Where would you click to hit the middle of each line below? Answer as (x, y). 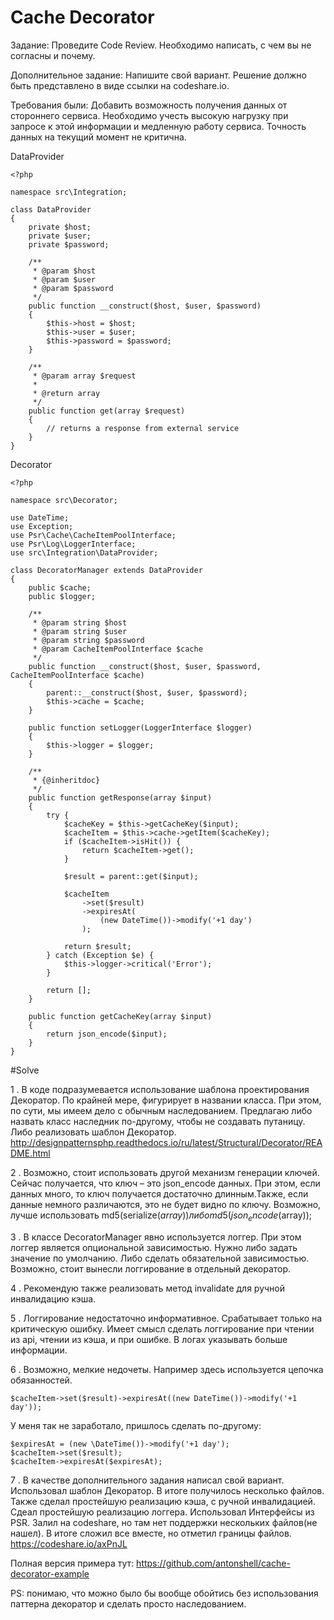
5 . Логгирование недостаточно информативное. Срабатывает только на (166, 1318)
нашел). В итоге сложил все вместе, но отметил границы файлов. (151, 1533)
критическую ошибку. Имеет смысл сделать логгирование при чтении (162, 1328)
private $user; (60, 236)
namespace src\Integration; (69, 192)
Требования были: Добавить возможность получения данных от (149, 105)
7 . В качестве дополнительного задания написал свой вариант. (147, 1480)
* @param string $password (88, 640)
